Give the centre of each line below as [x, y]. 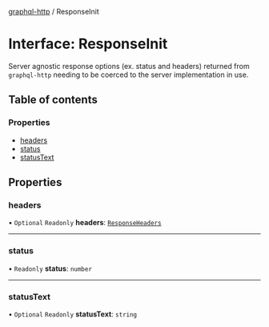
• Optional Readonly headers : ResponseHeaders [85, 223]
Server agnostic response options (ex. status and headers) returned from [129, 66]
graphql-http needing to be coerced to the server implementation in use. [128, 75]
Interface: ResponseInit [88, 44]
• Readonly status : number [50, 268]
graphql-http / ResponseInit [54, 12]
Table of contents [53, 100]
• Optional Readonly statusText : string [73, 314]
